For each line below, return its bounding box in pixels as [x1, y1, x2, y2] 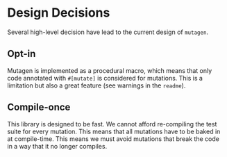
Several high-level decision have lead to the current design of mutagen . [7, 28, 209, 36]
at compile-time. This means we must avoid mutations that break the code [7, 134, 220, 143]
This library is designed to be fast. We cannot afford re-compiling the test [7, 119, 217, 128]
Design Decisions [7, 5, 110, 21]
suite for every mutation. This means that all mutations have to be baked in [7, 127, 221, 135]
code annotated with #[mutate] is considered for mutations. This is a [7, 74, 203, 82]
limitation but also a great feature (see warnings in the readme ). [7, 81, 186, 90]
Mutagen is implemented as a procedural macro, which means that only [7, 66, 212, 74]
